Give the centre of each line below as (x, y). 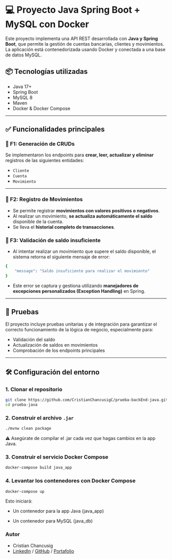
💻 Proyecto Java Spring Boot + (73, 10)
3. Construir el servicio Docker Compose (57, 457)
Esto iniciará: (19, 501)
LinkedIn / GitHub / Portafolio (43, 551)
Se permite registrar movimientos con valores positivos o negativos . (86, 210)
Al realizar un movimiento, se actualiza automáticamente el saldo (82, 216)
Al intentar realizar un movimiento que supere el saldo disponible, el (84, 251)
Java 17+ (22, 86)
